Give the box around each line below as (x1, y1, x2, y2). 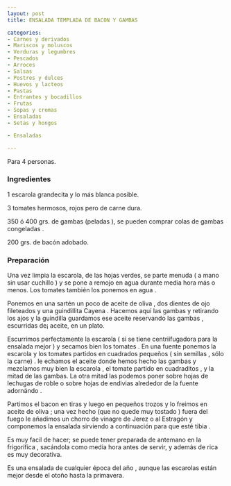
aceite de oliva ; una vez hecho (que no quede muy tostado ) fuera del (7, 408, 208, 416)
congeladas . (7, 224, 44, 233)
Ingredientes (7, 174, 51, 184)
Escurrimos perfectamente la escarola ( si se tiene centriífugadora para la (7, 335, 218, 344)
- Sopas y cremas (7, 107, 58, 114)
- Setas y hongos (7, 119, 58, 126)
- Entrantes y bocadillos (7, 94, 82, 101)
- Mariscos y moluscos (7, 42, 73, 49)
